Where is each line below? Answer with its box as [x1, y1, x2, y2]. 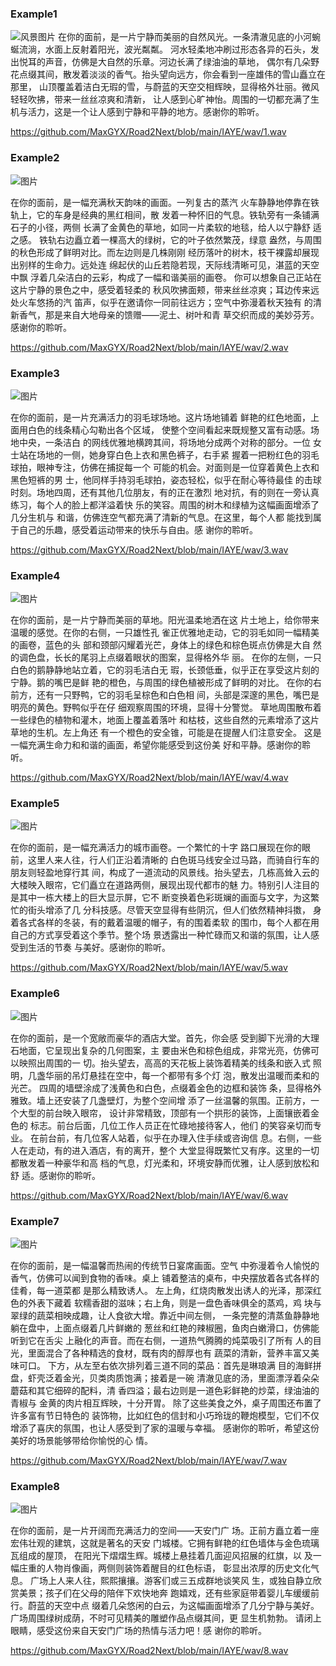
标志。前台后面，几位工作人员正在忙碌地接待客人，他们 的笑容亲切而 [29, 1119, 313, 1131]
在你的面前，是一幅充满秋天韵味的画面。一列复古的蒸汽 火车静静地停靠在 [10, 196, 311, 208]
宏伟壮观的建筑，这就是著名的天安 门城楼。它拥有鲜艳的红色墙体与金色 [10, 1537, 302, 1549]
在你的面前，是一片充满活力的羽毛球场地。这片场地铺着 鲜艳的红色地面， [10, 411, 311, 423]
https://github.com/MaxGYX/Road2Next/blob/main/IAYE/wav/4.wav [10, 772, 289, 784]
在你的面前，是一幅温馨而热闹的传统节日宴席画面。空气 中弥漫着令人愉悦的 [10, 1260, 320, 1272]
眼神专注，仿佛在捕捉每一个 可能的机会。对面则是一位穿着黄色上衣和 [36, 461, 320, 473]
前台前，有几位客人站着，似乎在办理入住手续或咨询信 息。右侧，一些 [38, 1132, 322, 1144]
